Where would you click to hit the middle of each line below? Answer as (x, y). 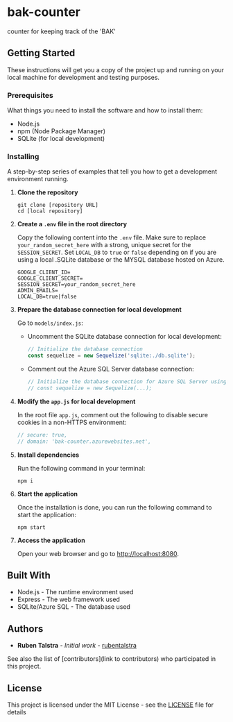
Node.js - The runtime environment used (75, 592)
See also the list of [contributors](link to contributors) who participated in (112, 659)
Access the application (51, 540)
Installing (23, 156)
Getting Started (41, 53)
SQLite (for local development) (61, 139)
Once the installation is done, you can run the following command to (114, 507)
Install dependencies (48, 455)
